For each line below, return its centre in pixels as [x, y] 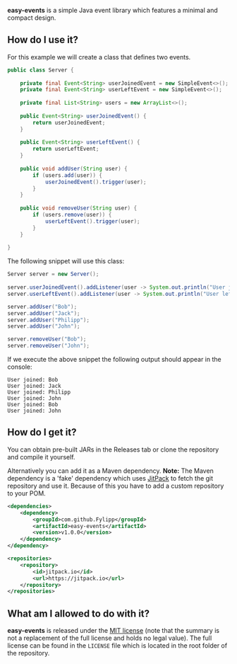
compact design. [32, 18]
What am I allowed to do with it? [79, 613]
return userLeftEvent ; [66, 149]
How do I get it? [42, 432]
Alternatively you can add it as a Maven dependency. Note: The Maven [110, 471]
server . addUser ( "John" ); [44, 326]
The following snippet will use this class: [66, 261]
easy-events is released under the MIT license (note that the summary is [114, 631]
